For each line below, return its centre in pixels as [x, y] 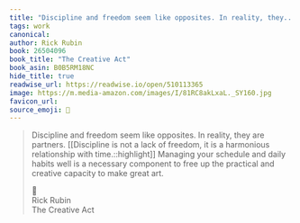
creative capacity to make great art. [97, 174]
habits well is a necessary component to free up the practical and [153, 164]
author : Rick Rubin [46, 43]
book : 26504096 [38, 51]
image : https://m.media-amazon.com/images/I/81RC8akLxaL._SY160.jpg [141, 93]
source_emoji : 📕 [40, 110]
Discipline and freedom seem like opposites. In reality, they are [148, 135]
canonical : [30, 34]
